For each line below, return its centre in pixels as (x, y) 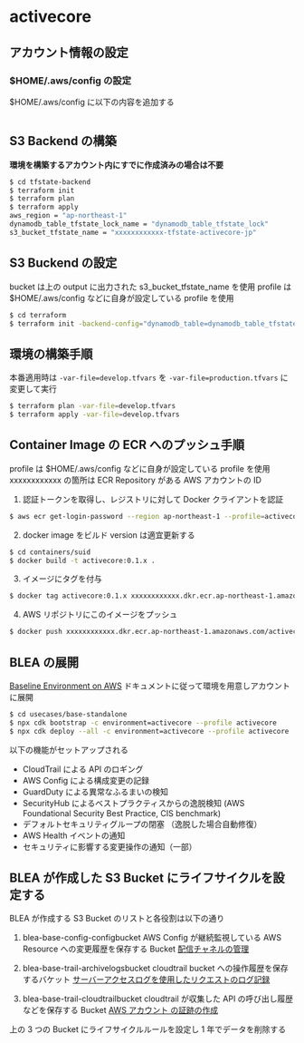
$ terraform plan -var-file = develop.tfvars (93, 406)
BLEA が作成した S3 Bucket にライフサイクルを (141, 877)
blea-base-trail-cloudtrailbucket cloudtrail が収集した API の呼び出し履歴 (158, 999)
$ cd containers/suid (50, 552)
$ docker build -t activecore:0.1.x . (82, 560)
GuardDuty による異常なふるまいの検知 (95, 792)
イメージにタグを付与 (62, 579)
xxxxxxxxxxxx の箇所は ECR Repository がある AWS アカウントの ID (136, 480)
